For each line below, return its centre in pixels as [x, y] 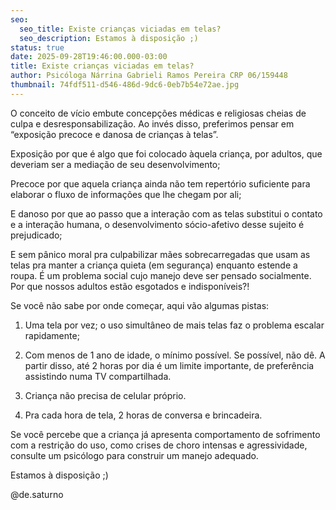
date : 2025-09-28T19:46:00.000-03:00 [89, 57]
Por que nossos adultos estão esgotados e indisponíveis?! [130, 286]
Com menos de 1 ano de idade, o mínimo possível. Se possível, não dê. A [175, 355]
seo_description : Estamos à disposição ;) [109, 38]
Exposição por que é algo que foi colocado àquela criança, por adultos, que [166, 153]
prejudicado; [36, 235]
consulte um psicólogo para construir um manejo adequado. [134, 455]
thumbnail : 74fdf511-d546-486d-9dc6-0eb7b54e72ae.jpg [125, 85]
